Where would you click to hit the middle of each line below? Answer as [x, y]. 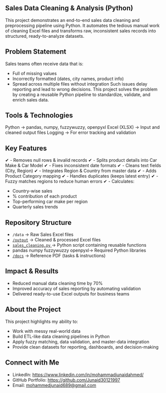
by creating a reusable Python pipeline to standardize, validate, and [81, 95]
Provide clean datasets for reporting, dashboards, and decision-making [85, 347]
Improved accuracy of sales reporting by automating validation [77, 289]
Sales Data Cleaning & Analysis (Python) [69, 8]
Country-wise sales [32, 191]
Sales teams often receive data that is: [44, 64]
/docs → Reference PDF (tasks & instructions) [59, 256]
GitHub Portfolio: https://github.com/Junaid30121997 [66, 380]
